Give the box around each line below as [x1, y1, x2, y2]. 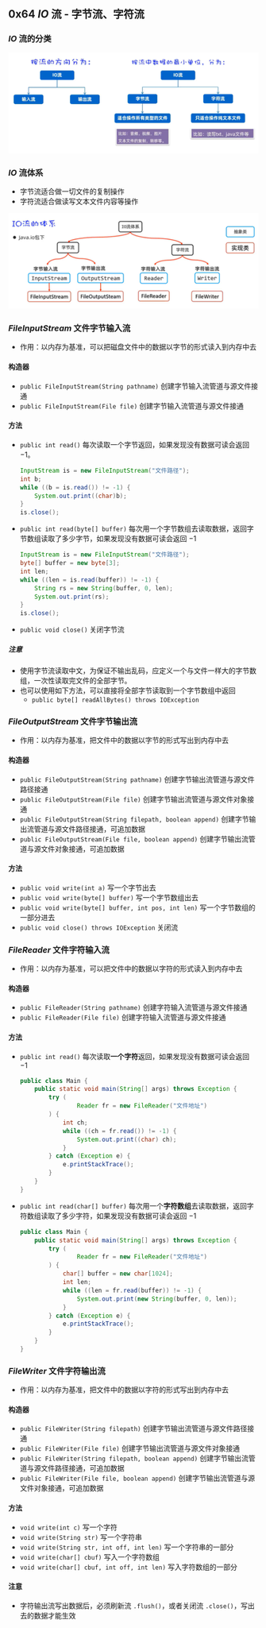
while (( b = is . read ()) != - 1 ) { [19, 483, 131, 491]
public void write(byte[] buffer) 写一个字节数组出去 [19, 892, 199, 902]
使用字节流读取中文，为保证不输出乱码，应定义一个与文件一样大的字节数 [19, 666, 256, 675]
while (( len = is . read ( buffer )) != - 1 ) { [19, 575, 160, 584]
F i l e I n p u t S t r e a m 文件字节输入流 [8, 323, 131, 334]
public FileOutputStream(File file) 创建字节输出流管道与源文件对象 [19, 794, 248, 804]
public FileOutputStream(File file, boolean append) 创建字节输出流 [19, 833, 249, 844]
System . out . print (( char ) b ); [34, 492, 127, 500]
